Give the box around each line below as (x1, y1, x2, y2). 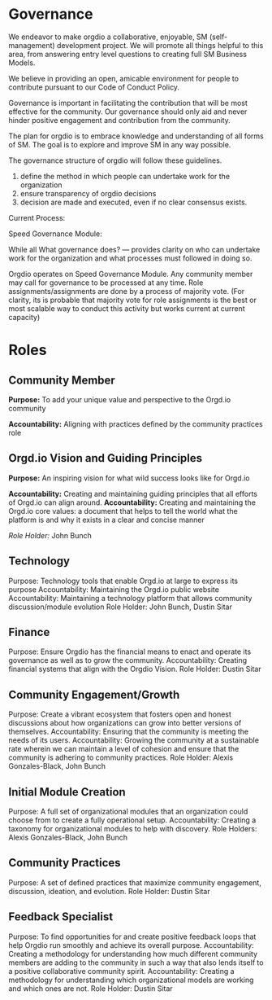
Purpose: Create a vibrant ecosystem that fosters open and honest (8, 709, 231, 719)
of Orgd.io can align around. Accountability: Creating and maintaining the (8, 498, 256, 507)
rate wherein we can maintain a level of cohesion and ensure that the (8, 744, 240, 754)
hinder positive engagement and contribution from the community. (8, 115, 231, 125)
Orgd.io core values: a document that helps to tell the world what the (8, 506, 238, 515)
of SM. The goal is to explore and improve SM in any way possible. (8, 139, 231, 149)
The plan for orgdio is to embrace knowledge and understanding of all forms (8, 131, 264, 141)
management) (8, 40, 55, 50)
